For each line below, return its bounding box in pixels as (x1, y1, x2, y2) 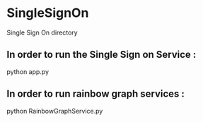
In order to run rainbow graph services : (6, 88, 185, 100)
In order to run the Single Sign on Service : (6, 49, 197, 61)
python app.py (6, 67, 50, 75)
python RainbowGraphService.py (6, 106, 103, 115)
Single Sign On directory (6, 28, 79, 37)
